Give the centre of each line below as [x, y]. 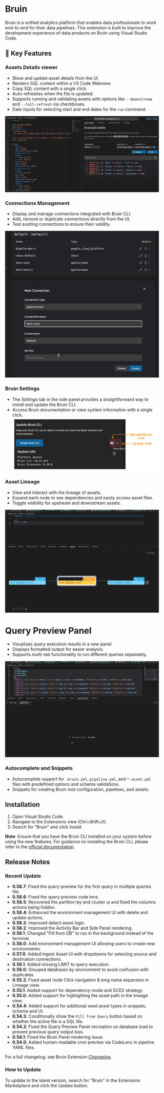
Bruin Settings [22, 388]
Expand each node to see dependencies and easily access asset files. [83, 497]
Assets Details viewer [31, 67]
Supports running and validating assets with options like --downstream [82, 99]
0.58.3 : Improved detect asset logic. [49, 923]
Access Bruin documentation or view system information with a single [82, 409]
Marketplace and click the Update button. [47, 1085]
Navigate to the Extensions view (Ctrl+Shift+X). [60, 821]
